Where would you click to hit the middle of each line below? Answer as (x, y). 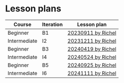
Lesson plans (33, 9)
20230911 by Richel (92, 33)
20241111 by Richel (92, 73)
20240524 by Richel (92, 57)
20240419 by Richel (92, 49)
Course (22, 24)
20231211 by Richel (92, 41)
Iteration (53, 24)
